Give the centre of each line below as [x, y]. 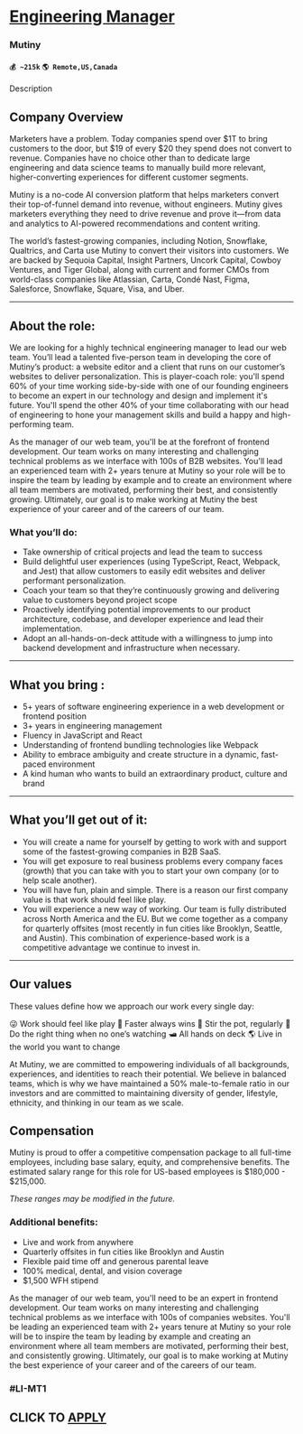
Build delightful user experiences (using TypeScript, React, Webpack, [151, 562]
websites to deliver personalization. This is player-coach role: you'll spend [147, 376]
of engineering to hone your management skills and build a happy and [139, 414]
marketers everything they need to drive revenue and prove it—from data [145, 214]
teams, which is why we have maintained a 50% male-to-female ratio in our [150, 1083]
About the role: [52, 326]
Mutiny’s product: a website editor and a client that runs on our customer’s [147, 367]
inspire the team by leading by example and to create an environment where [151, 480]
